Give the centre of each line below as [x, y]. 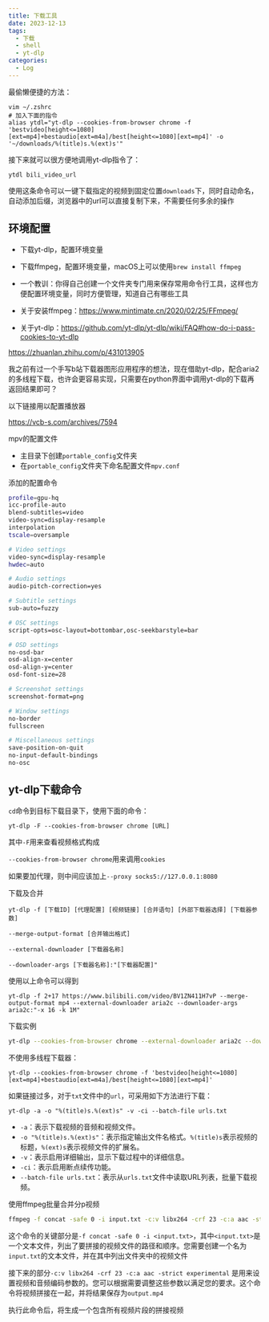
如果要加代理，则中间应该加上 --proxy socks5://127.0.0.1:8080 [113, 876]
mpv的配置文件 [33, 438]
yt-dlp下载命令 [45, 790]
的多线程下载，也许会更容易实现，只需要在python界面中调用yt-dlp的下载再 [131, 379]
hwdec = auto [26, 564]
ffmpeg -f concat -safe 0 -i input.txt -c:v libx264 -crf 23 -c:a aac [128, 1219]
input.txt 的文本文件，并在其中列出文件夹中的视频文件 [98, 1255]
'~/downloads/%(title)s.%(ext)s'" [66, 144]
